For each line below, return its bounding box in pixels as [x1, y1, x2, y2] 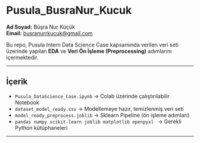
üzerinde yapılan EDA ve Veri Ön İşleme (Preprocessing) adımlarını [6, 47, 172, 54]
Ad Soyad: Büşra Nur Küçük [6, 23, 76, 30]
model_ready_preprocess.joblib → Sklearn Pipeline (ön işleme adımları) [14, 111, 190, 119]
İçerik [6, 77, 28, 87]
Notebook [14, 99, 40, 106]
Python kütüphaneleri [14, 124, 68, 131]
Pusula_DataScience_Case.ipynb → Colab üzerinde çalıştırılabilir [14, 92, 170, 100]
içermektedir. [6, 54, 39, 61]
